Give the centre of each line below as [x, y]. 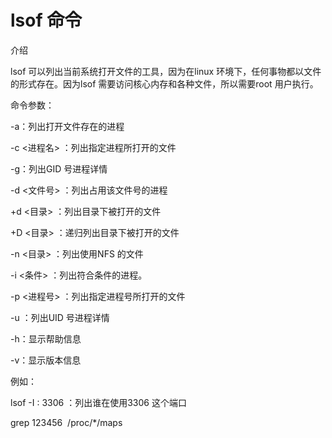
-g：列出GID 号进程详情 [59, 168]
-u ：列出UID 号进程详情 [60, 317]
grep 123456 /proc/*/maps [66, 422]
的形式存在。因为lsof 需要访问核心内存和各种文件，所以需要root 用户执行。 [164, 83]
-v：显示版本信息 [46, 360]
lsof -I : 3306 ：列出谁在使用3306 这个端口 [98, 402]
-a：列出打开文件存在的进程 [67, 126]
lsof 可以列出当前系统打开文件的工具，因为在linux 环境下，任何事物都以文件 [166, 71]
